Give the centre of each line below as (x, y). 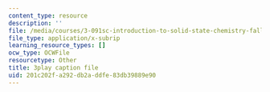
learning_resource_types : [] (57, 46)
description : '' (35, 23)
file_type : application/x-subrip (64, 38)
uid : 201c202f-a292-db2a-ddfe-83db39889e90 (82, 75)
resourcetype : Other (43, 61)
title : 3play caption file (53, 68)
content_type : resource (48, 16)
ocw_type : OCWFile (39, 53)
